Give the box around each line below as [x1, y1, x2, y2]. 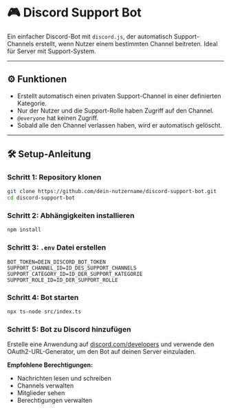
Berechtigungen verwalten [16, 397, 93, 405]
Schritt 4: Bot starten [7, 292, 79, 302]
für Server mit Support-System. [7, 47, 96, 55]
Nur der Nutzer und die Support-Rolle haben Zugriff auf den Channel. [16, 106, 214, 114]
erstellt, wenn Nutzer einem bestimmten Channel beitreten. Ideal [35, 39, 218, 48]
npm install [7, 226, 41, 234]
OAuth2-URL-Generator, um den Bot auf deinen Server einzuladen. [7, 348, 197, 356]
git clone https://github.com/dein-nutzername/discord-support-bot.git [7, 188, 217, 195]
